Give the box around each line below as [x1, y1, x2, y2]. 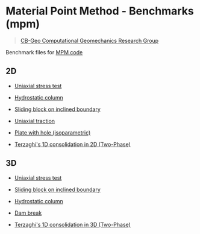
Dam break [14, 209, 42, 217]
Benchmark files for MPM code [5, 48, 83, 55]
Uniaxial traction [14, 117, 55, 124]
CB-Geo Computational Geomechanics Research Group [20, 37, 159, 44]
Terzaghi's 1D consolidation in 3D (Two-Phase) [14, 221, 131, 228]
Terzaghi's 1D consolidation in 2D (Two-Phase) [14, 141, 131, 148]
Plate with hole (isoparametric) [14, 128, 91, 136]
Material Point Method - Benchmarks [5, 4, 194, 18]
